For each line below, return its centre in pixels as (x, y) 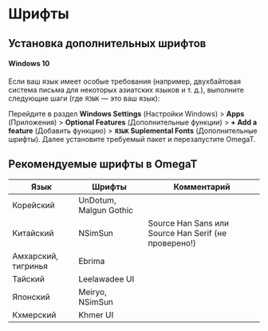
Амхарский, (35, 256)
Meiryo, (93, 292)
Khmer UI (96, 314)
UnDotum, (98, 200)
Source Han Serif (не (187, 233)
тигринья (30, 266)
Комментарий (202, 187)
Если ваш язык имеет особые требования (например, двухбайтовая (125, 81)
